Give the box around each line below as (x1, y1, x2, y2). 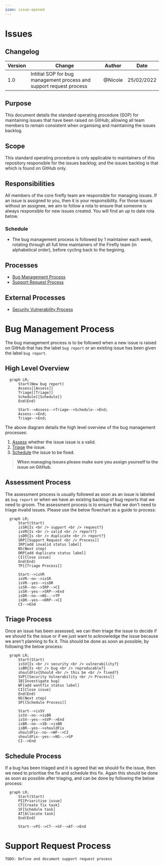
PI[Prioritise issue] (18, 799, 62, 803)
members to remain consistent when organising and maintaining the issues (5, 123, 156, 129)
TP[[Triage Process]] (18, 563, 62, 568)
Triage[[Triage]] (18, 390, 54, 395)
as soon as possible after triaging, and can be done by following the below (5, 776, 155, 781)
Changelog (5, 47, 40, 56)
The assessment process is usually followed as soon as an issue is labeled (5, 491, 155, 497)
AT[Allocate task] (18, 811, 56, 817)
